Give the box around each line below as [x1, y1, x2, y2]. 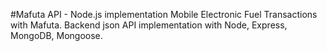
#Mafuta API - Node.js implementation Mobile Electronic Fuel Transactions [10, 9, 318, 20]
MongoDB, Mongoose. [10, 30, 103, 41]
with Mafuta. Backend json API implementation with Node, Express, [10, 19, 288, 31]
